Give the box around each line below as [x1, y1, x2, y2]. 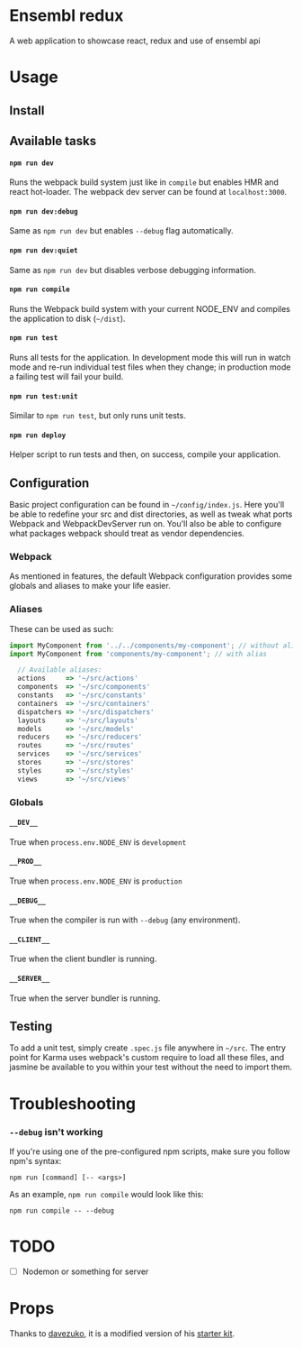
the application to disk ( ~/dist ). [9, 313, 126, 324]
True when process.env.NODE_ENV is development [9, 836, 187, 848]
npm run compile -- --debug [9, 1206, 115, 1215]
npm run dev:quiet [9, 245, 78, 255]
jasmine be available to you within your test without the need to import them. [9, 1061, 293, 1073]
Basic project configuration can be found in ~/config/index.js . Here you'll [9, 500, 285, 510]
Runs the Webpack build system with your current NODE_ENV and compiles [9, 303, 290, 314]
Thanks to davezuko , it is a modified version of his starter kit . [9, 1327, 235, 1339]
